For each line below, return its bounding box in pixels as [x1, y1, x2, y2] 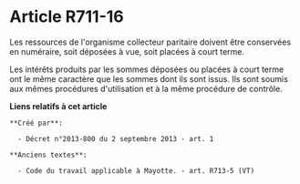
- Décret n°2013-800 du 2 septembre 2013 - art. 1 [17, 134, 214, 143]
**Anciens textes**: [9, 150, 88, 159]
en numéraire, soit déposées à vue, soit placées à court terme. [9, 46, 244, 56]
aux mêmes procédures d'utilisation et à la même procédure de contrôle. [9, 83, 283, 94]
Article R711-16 [9, 6, 125, 27]
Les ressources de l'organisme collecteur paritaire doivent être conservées [9, 36, 292, 47]
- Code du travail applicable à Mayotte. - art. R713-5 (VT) [17, 166, 255, 175]
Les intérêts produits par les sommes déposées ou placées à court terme [9, 64, 284, 75]
